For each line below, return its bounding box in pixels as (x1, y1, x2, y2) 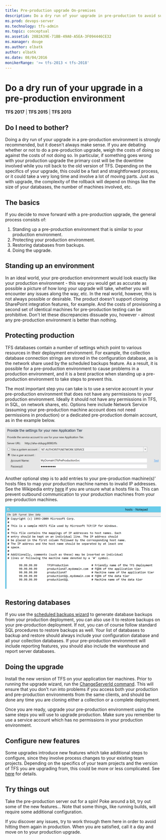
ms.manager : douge (5, 40, 43, 45)
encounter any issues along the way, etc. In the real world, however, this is (5, 290, 157, 297)
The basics (5, 198, 40, 207)
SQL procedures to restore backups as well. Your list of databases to (5, 627, 145, 633)
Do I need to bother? (5, 123, 69, 132)
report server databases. (5, 648, 56, 654)
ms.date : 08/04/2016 (5, 55, 48, 60)
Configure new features (5, 736, 80, 745)
